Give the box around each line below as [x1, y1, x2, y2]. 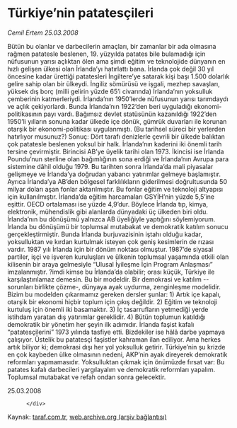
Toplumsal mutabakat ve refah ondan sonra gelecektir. [7, 373, 166, 381]
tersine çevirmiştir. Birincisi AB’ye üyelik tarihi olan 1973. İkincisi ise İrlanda [7, 147, 224, 156]
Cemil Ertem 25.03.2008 [7, 28, 79, 37]
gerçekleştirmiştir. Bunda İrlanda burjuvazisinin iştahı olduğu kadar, [7, 230, 203, 238]
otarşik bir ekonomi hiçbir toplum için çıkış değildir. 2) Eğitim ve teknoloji [7, 297, 218, 306]
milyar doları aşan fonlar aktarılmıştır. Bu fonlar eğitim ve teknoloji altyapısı [7, 185, 224, 193]
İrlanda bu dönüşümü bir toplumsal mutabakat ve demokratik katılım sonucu [7, 222, 229, 231]
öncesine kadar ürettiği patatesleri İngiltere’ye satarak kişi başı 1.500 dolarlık [7, 72, 230, 81]
